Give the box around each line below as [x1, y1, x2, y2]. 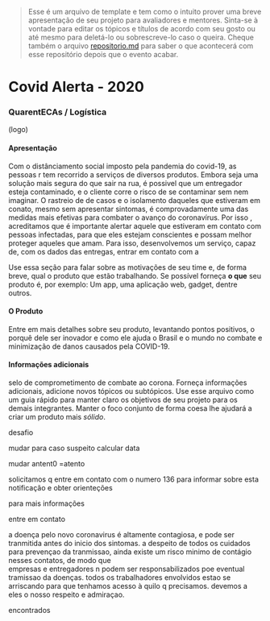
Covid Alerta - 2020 [8, 78, 145, 96]
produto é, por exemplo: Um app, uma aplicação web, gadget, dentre [8, 279, 238, 289]
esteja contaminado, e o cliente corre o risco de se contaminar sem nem [8, 187, 249, 197]
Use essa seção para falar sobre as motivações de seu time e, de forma [8, 262, 247, 272]
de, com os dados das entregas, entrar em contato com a [8, 246, 199, 256]
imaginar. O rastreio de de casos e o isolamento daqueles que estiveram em [8, 195, 260, 205]
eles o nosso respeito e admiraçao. [8, 590, 125, 599]
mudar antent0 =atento [8, 459, 85, 469]
